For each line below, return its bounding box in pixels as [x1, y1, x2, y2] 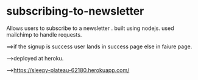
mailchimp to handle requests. [6, 31, 82, 38]
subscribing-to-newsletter [6, 4, 144, 18]
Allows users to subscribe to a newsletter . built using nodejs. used [6, 24, 174, 32]
